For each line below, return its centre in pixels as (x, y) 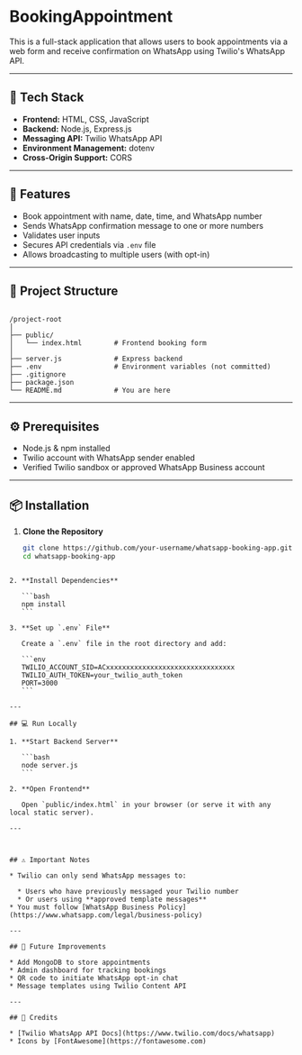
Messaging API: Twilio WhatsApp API (92, 138)
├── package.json (42, 383)
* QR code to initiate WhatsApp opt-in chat (94, 978)
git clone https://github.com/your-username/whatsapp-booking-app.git (157, 548)
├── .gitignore (38, 375)
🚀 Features (40, 194)
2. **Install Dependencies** (64, 580)
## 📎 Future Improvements (58, 946)
